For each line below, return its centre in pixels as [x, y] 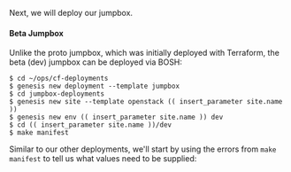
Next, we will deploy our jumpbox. [71, 13]
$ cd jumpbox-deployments [57, 94]
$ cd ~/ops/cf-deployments [59, 79]
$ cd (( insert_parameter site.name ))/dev [91, 125]
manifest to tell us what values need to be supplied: [103, 159]
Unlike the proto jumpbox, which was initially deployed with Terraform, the [145, 53]
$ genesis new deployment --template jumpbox [94, 86]
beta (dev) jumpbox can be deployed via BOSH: [96, 62]
